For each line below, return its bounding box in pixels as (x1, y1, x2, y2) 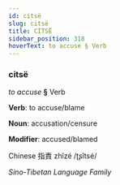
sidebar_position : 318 (8, 34, 85, 43)
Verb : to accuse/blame (8, 103, 85, 113)
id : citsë (8, 11, 42, 20)
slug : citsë (8, 19, 49, 28)
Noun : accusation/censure (8, 118, 98, 128)
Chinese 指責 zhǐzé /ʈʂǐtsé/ (8, 151, 97, 161)
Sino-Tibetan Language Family (8, 167, 112, 177)
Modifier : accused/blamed (8, 135, 98, 144)
